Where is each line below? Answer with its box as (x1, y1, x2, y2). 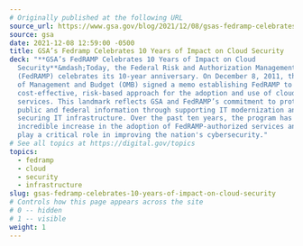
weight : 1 (9, 223, 47, 232)
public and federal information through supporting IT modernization (17, 105, 284, 114)
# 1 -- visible (9, 214, 67, 223)
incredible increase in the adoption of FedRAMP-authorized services (17, 123, 284, 132)
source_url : (9, 22, 54, 31)
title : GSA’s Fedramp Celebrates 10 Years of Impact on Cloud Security (9, 47, 284, 56)
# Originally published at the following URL (9, 13, 183, 23)
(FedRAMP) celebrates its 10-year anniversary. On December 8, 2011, (17, 72, 284, 81)
